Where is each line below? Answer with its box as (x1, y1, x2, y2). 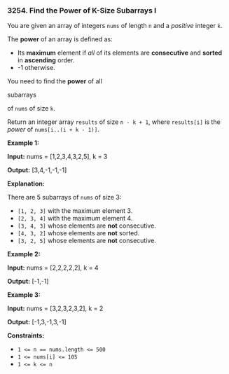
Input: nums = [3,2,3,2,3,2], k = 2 (7, 304, 104, 313)
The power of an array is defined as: (7, 35, 113, 43)
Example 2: (7, 250, 41, 258)
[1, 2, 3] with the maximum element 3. (17, 207, 133, 215)
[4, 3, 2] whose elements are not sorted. (17, 229, 140, 237)
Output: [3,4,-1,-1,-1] (7, 166, 67, 174)
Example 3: (7, 291, 41, 299)
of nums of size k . (7, 104, 56, 113)
